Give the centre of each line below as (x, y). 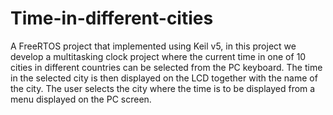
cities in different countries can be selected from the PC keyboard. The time (166, 67)
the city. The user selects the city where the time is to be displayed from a (163, 88)
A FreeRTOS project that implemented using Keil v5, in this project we (153, 46)
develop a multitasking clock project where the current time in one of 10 (158, 56)
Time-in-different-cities (112, 18)
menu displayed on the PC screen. (81, 99)
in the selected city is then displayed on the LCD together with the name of (164, 78)
